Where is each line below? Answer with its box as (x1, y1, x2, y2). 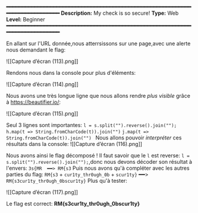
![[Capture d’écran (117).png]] (6, 189, 78, 196)
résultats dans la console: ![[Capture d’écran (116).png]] (6, 141, 143, 147)
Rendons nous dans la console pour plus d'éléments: (6, 69, 136, 76)
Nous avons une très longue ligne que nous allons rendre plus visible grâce (6, 93, 190, 99)
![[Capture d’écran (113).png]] (6, 58, 78, 65)
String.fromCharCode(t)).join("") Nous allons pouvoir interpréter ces (6, 134, 182, 141)
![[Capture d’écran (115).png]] (6, 110, 78, 117)
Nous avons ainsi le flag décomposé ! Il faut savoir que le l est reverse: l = (6, 152, 190, 159)
